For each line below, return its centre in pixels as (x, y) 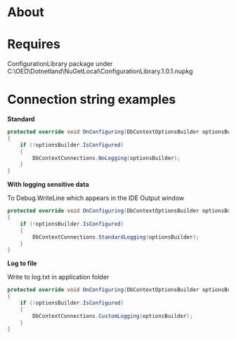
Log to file (22, 263)
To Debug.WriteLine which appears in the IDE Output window (96, 198)
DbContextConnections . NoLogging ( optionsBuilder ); (106, 158)
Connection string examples (92, 100)
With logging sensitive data (48, 185)
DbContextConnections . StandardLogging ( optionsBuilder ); (116, 237)
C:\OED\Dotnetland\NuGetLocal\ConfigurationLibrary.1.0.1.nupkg (100, 72)
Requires (34, 45)
